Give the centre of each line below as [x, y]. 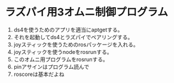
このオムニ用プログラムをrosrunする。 [61, 59]
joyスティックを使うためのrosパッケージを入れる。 [76, 44]
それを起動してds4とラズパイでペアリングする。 [73, 37]
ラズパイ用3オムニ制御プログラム [86, 12]
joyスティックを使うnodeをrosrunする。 [63, 52]
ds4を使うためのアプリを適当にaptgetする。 [68, 30]
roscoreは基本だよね [39, 74]
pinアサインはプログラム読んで [51, 66]
